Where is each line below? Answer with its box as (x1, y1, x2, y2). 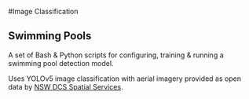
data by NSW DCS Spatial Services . (8, 82, 123, 91)
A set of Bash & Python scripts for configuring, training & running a (8, 50, 224, 60)
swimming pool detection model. (8, 58, 114, 68)
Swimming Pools (8, 29, 92, 42)
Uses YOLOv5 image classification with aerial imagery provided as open (8, 74, 242, 83)
